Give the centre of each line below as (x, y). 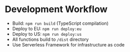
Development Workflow (56, 9)
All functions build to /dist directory (50, 39)
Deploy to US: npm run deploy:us (47, 34)
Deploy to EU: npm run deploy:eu (47, 28)
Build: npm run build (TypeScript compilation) (60, 23)
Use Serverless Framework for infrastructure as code (68, 44)
